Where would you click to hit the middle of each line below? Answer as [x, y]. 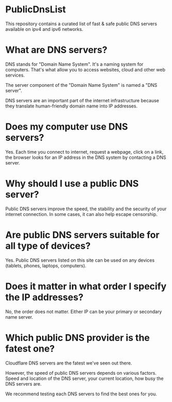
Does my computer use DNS [67, 127]
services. [15, 75]
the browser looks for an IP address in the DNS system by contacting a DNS [86, 157]
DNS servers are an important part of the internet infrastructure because [82, 100]
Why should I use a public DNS [72, 184]
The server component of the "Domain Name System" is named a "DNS [81, 85]
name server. [19, 317]
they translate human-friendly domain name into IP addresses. [72, 106]
